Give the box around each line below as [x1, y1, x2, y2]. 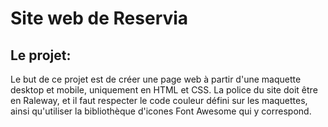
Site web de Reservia [10, 7, 189, 30]
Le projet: [10, 47, 72, 64]
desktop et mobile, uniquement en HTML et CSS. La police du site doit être [10, 84, 318, 96]
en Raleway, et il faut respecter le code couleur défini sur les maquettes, [10, 95, 308, 106]
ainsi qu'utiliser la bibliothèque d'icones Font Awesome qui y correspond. [10, 105, 312, 117]
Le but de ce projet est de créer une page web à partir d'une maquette [10, 73, 302, 85]
